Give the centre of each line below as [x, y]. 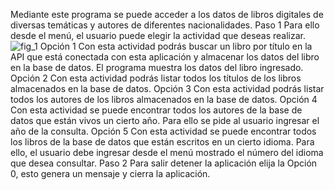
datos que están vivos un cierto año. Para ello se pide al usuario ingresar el [165, 120]
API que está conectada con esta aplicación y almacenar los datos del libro [165, 57]
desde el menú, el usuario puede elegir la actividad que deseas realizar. [158, 35]
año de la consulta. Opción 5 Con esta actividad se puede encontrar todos [163, 131]
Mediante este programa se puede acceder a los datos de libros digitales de [167, 14]
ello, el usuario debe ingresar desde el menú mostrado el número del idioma [167, 152]
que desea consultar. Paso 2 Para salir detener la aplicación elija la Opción [164, 163]
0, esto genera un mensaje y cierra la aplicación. [110, 173]
